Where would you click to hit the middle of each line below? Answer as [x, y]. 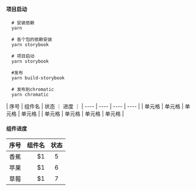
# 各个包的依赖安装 [32, 40]
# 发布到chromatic [33, 90]
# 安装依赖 [23, 23]
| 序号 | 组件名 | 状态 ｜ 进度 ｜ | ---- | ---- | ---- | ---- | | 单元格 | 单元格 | [95, 106]
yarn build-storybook [38, 78]
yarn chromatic [30, 95]
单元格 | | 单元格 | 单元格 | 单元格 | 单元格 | [73, 114]
